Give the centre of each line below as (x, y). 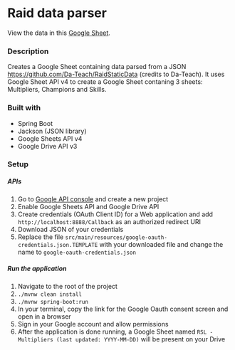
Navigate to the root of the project (67, 287)
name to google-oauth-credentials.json (77, 252)
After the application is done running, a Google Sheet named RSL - (115, 332)
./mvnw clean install (49, 295)
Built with (24, 108)
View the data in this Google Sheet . (59, 33)
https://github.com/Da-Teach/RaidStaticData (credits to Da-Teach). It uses (116, 74)
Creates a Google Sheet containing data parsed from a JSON (97, 67)
